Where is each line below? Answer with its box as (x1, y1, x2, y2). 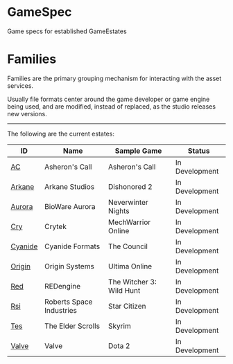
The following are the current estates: (7, 129, 114, 138)
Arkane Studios (44, 181, 95, 191)
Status (187, 146, 210, 156)
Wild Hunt (108, 285, 141, 295)
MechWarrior (108, 217, 151, 227)
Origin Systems (44, 261, 95, 271)
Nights (108, 206, 130, 215)
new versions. (7, 109, 47, 118)
